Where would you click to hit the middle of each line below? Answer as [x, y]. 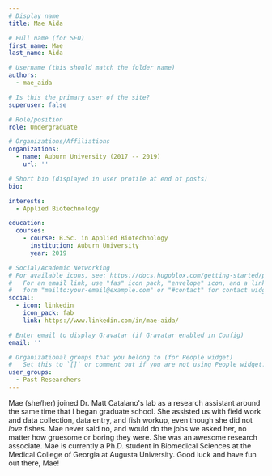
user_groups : [30, 372]
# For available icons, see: [57, 275]
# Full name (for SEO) [47, 38]
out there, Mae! [34, 463]
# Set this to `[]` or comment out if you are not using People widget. [137, 365]
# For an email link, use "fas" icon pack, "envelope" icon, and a [128, 283]
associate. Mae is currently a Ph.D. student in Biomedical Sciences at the [130, 445]
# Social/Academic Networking [59, 268]
